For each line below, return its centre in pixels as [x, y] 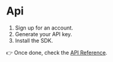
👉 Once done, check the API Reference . [57, 52]
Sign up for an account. [44, 28]
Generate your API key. [43, 34]
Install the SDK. [34, 40]
